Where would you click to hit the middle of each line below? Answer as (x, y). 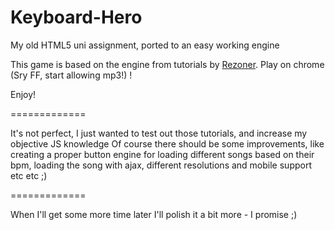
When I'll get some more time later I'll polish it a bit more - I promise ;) (154, 214)
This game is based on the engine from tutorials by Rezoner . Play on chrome (167, 64)
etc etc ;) (29, 175)
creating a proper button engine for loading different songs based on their (162, 154)
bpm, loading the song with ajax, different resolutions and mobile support (161, 165)
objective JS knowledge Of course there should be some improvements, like (167, 143)
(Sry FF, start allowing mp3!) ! (71, 75)
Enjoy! (23, 94)
